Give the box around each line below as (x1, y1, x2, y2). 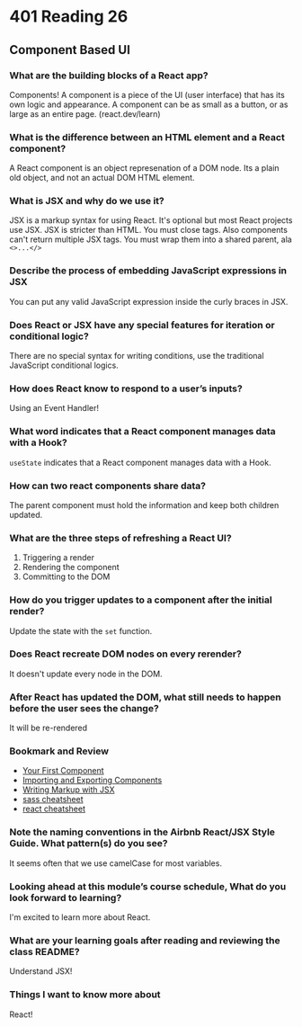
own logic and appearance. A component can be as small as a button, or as (9, 99, 289, 110)
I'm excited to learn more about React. (9, 912, 151, 923)
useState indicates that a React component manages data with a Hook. (9, 457, 271, 468)
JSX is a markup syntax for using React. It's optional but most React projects (9, 215, 293, 226)
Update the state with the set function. (9, 625, 153, 636)
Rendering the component (22, 562, 120, 573)
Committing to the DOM (22, 571, 111, 582)
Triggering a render (22, 552, 95, 563)
